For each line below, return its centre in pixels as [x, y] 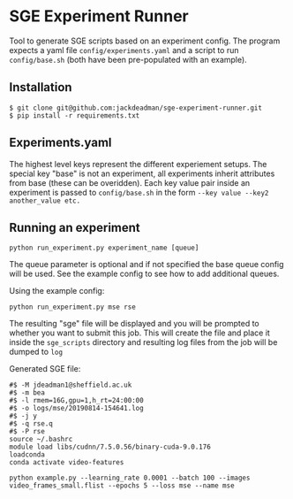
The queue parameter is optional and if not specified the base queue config [146, 265]
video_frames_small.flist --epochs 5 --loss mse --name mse [122, 486]
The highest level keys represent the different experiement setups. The [138, 164]
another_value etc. [45, 201]
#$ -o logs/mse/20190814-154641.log [76, 409]
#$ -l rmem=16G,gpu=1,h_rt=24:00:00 [76, 401]
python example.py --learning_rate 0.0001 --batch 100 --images [130, 478]
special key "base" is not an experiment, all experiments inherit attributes [142, 173]
